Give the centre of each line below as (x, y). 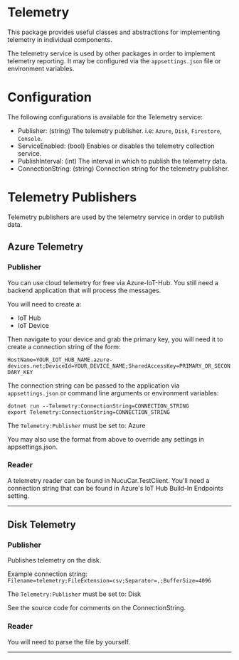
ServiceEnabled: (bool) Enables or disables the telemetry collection (116, 146)
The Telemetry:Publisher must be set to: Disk (74, 594)
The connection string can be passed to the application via (94, 385)
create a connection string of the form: (64, 346)
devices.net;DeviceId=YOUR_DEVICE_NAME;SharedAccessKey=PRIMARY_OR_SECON (119, 366)
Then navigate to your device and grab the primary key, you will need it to (115, 339)
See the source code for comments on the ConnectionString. (97, 608)
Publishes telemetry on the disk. (54, 560)
